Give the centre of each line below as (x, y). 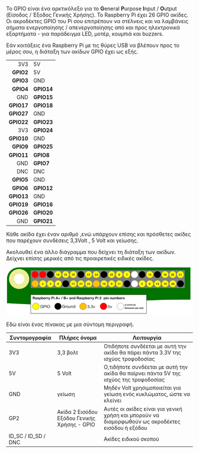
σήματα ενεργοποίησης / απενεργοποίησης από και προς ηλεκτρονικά (93, 27)
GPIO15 (43, 97)
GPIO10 (18, 138)
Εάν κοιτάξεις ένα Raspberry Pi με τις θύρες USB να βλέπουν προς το (93, 45)
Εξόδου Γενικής (76, 418)
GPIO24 (43, 130)
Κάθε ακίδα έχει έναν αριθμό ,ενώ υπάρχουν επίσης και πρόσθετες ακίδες (99, 234)
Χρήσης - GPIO (76, 425)
